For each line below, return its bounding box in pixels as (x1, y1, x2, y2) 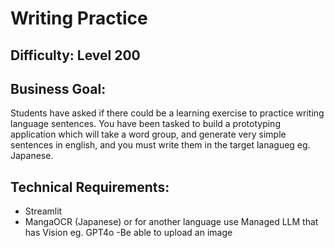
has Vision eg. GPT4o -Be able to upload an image (24, 227, 233, 239)
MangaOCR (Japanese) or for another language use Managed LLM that (24, 216, 319, 228)
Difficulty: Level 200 (10, 47, 141, 64)
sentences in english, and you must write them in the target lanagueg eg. (10, 139, 311, 151)
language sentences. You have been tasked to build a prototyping (10, 118, 281, 130)
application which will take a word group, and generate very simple (10, 128, 287, 141)
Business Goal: (10, 80, 107, 97)
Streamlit (24, 205, 63, 217)
